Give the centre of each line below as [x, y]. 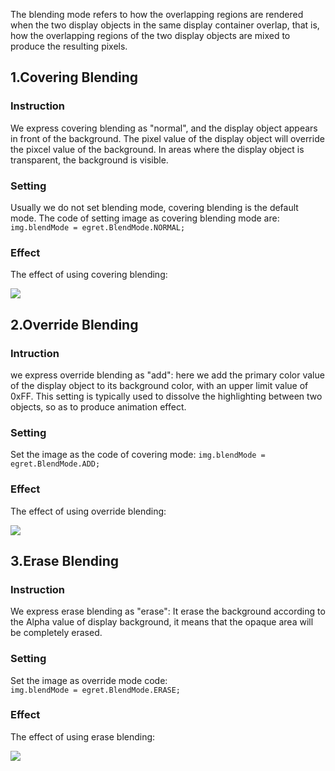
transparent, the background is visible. [89, 160]
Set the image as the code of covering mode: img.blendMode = [138, 455]
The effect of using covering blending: [89, 275]
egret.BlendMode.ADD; [55, 464]
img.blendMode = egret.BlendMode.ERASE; [96, 690]
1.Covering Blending [74, 77]
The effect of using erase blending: [83, 736]
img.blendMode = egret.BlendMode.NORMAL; [98, 227]
